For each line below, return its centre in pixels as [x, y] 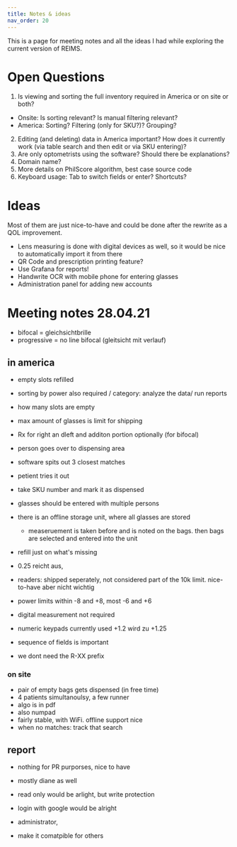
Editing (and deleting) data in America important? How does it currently [121, 139]
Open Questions [56, 77]
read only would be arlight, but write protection [86, 794]
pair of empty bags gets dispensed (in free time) [88, 690]
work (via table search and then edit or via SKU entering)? [102, 147]
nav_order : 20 [28, 21]
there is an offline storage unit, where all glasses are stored [104, 517]
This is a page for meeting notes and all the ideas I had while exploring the [116, 40]
